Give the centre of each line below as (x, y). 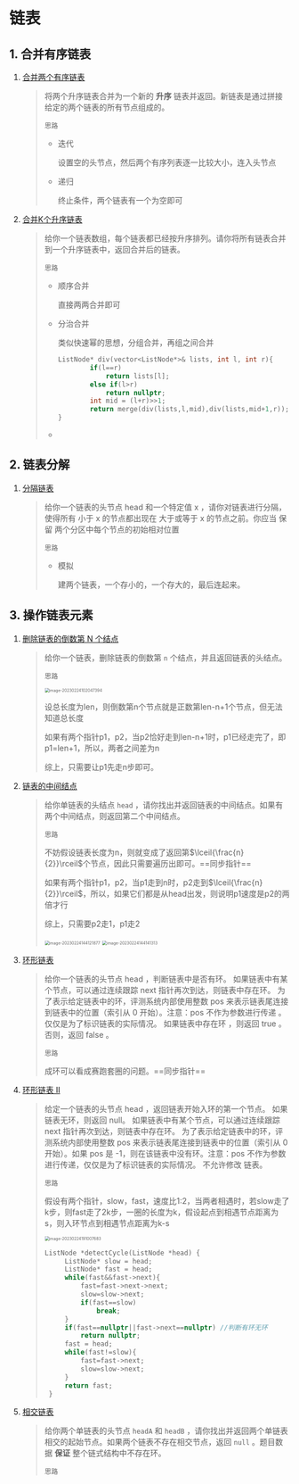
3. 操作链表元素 (51, 615)
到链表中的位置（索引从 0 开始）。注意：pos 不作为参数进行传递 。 (165, 1012)
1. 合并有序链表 (50, 54)
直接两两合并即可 (89, 305)
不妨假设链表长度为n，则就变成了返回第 (117, 852)
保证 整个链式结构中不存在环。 (110, 1453)
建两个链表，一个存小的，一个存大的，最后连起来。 (151, 584)
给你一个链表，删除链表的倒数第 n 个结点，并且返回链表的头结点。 (166, 658)
